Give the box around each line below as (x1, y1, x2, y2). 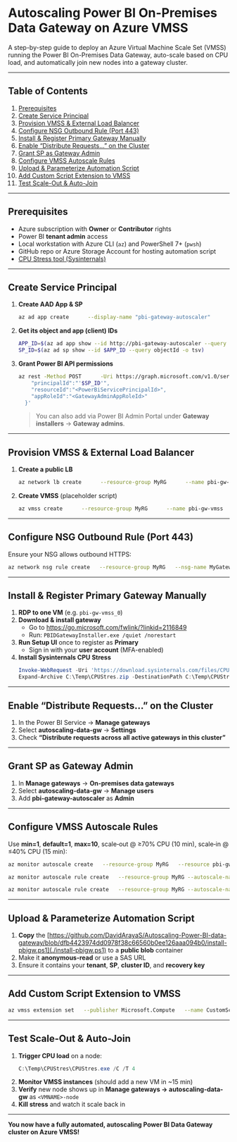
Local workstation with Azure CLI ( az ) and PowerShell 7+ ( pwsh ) (18, 240, 202, 248)
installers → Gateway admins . (35, 419, 125, 428)
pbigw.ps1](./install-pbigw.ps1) (18, 946, 107, 955)
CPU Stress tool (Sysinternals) (18, 254, 106, 263)
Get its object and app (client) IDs (18, 326, 118, 335)
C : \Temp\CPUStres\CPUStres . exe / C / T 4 (18, 1065, 136, 1072)
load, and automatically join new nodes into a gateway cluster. (8, 58, 188, 66)
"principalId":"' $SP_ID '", (31, 379, 110, 387)
